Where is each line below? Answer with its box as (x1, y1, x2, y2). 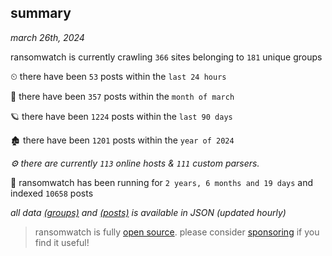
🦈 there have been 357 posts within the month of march (10, 90, 235, 102)
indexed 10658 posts (10, 187, 94, 199)
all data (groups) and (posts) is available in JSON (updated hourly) (10, 206, 287, 218)
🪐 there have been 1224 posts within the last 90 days (10, 110, 233, 122)
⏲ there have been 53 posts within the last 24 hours (10, 70, 227, 82)
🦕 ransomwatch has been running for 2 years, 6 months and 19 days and (10, 176, 314, 188)
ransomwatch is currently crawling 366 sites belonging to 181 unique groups (10, 51, 323, 63)
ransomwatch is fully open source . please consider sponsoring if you (34, 226, 320, 238)
